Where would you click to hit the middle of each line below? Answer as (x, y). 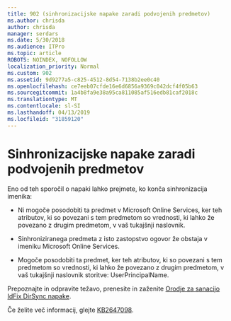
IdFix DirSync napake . (39, 296)
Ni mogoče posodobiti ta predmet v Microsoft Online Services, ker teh (120, 210)
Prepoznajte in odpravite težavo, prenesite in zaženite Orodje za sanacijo (114, 288)
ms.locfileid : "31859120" (45, 119)
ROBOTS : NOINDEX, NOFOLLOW (47, 60)
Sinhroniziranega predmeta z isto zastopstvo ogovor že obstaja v (112, 238)
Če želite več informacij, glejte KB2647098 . (71, 310)
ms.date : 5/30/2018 (36, 40)
